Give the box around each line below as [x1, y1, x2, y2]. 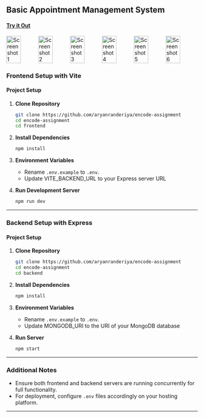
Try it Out [6, 21, 31, 29]
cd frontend [15, 123, 46, 129]
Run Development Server [15, 187, 80, 194]
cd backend [15, 270, 43, 276]
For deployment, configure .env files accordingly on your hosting [15, 392, 178, 400]
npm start [15, 346, 41, 352]
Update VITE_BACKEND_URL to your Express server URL [24, 175, 167, 182]
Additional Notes [6, 366, 57, 374]
